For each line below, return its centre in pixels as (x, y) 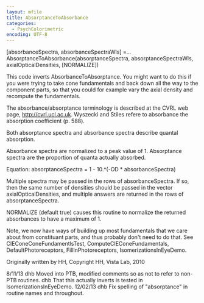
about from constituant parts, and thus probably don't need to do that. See (100, 237)
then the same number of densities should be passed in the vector (90, 188)
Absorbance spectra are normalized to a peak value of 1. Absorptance (94, 151)
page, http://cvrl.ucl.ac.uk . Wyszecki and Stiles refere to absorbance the (97, 115)
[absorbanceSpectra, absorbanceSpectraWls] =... (69, 52)
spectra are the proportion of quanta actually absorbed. (76, 158)
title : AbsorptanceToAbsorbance (47, 18)
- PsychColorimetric (38, 29)
